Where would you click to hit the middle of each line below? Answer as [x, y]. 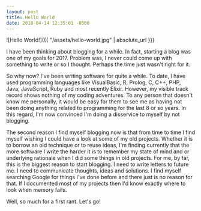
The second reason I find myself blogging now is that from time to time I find [101, 132]
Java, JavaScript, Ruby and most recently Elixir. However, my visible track [97, 89]
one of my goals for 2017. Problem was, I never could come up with [89, 58]
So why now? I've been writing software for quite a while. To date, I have [96, 76]
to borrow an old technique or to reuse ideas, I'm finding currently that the [98, 145]
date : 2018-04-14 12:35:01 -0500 [48, 23]
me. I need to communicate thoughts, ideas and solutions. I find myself [94, 171]
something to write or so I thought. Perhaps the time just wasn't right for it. [98, 64]
